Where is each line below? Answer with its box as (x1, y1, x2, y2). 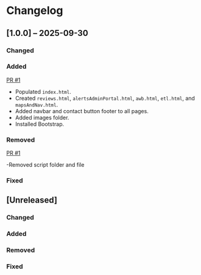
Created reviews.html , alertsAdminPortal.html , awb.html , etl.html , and (15, 94, 195, 102)
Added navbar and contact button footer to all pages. (15, 107, 149, 114)
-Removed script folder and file (6, 161, 85, 169)
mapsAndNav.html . (15, 101, 58, 108)
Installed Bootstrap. (15, 120, 65, 128)
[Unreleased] (6, 195, 58, 206)
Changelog (6, 4, 63, 18)
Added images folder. (15, 114, 69, 121)
